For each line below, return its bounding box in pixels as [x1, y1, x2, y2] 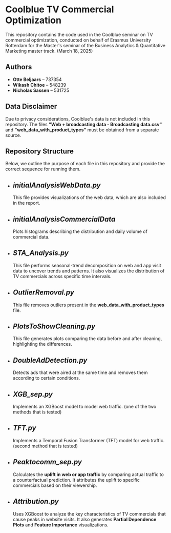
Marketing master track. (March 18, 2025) [5, 48, 93, 54]
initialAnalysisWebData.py [12, 181, 101, 189]
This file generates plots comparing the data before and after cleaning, [12, 335, 162, 342]
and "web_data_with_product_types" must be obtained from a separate [5, 127, 159, 133]
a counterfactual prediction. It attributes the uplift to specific [12, 477, 140, 483]
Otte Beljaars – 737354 [12, 76, 62, 83]
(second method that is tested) [12, 443, 78, 449]
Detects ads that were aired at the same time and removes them [12, 369, 148, 376]
